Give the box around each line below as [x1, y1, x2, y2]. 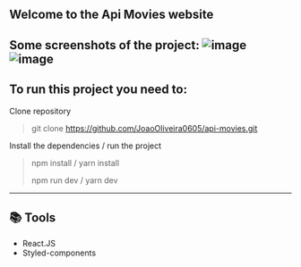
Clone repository [9, 105, 72, 116]
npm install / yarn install [30, 157, 119, 168]
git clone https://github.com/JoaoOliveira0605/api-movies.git [30, 122, 258, 133]
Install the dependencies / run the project [9, 140, 162, 151]
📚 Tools [9, 210, 56, 225]
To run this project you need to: [9, 82, 188, 97]
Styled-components [21, 247, 97, 258]
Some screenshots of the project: [9, 38, 200, 53]
